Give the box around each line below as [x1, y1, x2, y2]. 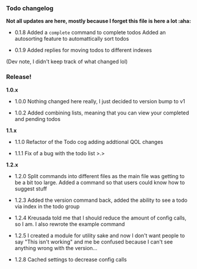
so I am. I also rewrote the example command [14, 220, 125, 228]
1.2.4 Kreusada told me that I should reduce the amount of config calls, [14, 214, 187, 221]
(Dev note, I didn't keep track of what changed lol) [6, 58, 128, 65]
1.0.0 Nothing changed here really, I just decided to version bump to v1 [14, 97, 185, 104]
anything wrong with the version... [14, 244, 98, 251]
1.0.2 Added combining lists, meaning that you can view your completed [14, 109, 189, 116]
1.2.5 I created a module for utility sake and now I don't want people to [14, 232, 185, 239]
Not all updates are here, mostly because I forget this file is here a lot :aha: [6, 18, 191, 25]
